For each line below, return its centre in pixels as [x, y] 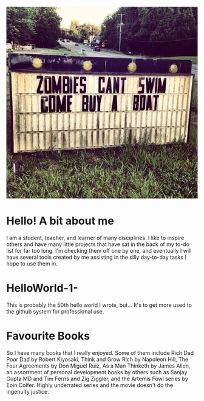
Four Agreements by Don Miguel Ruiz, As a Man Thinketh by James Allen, [98, 366]
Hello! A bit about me [60, 221]
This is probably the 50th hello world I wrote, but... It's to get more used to [99, 305]
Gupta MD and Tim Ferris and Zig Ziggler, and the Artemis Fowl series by [97, 379]
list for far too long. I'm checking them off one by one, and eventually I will [99, 250]
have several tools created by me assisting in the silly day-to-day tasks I [96, 257]
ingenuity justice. [28, 391]
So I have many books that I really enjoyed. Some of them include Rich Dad [100, 352]
